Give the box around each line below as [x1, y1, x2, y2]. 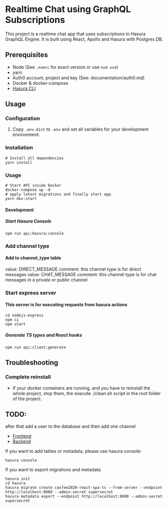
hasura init [5, 476, 30, 481]
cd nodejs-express [5, 313, 44, 318]
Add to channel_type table [5, 255, 62, 261]
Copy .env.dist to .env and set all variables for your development [12, 126, 149, 133]
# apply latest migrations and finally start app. [5, 192, 113, 197]
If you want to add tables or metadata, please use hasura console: [5, 448, 142, 454]
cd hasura [5, 481, 26, 486]
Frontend [12, 433, 32, 439]
